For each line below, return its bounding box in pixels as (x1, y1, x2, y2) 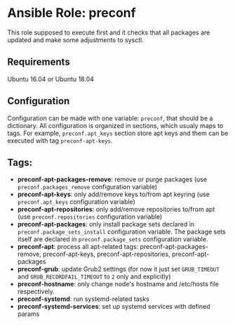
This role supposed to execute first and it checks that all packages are (7, 28, 210, 37)
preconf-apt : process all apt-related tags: (17, 243, 139, 251)
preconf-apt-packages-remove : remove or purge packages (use (17, 175, 208, 184)
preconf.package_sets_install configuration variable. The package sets (17, 227, 227, 236)
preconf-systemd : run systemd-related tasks (17, 295, 149, 303)
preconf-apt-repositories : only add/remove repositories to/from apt (17, 205, 215, 214)
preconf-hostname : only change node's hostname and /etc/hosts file (17, 280, 220, 288)
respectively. (17, 287, 55, 296)
